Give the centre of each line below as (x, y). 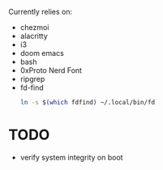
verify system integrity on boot (71, 157)
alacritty (34, 36)
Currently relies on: (41, 12)
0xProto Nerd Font (51, 70)
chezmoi (34, 27)
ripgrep (32, 79)
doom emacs (42, 53)
